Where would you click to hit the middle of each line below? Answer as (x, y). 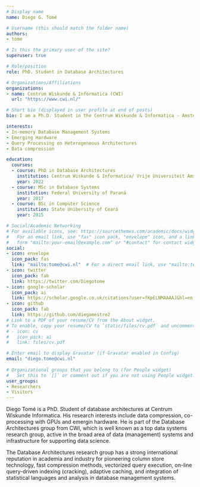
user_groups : (22, 381)
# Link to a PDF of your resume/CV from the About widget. (81, 320)
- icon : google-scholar (36, 287)
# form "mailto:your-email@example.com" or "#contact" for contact (94, 243)
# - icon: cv (22, 331)
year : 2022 (30, 182)
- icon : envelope (28, 254)
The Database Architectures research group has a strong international (92, 452)
